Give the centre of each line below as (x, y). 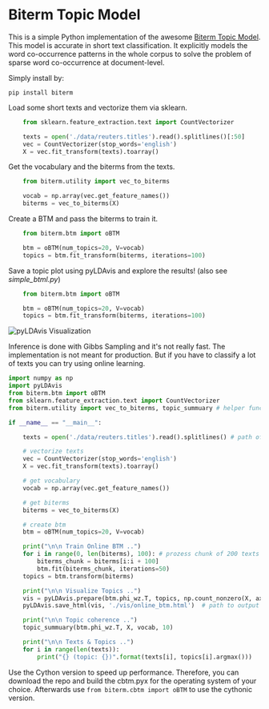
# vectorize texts (53, 451)
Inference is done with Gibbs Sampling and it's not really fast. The (117, 347)
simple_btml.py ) (35, 279)
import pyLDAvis (35, 386)
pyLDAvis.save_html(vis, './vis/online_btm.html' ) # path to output (141, 606)
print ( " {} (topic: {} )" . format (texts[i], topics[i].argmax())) (145, 657)
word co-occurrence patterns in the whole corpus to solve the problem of (130, 54)
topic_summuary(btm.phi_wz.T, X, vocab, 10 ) (98, 628)
